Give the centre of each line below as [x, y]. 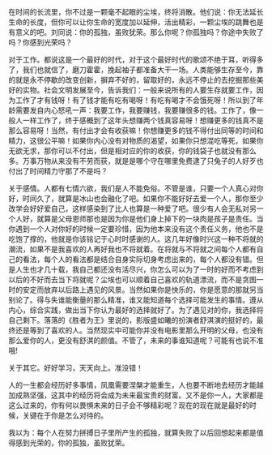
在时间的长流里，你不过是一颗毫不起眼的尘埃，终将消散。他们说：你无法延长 [136, 12]
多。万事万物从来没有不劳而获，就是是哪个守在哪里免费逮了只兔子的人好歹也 [136, 161]
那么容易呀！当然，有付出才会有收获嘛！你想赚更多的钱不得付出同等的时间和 [136, 131]
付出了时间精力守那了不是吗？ [58, 171]
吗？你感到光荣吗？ [40, 42]
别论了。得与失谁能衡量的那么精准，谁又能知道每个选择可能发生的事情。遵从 [136, 300]
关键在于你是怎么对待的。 [65, 415]
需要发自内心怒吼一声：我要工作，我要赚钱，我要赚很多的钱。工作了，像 [136, 110]
